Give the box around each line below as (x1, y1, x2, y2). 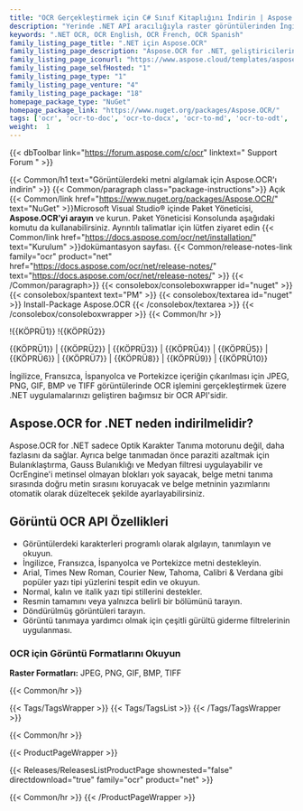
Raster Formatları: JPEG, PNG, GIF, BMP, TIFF (9, 667, 182, 678)
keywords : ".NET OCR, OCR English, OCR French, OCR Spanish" (9, 30, 244, 39)
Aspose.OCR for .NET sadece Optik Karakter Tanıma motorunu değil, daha (9, 440, 285, 451)
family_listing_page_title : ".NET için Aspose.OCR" (9, 38, 207, 48)
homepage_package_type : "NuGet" (9, 97, 131, 107)
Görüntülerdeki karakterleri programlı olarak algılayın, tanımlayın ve (22, 538, 271, 549)
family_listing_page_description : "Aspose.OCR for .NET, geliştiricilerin (9, 47, 297, 56)
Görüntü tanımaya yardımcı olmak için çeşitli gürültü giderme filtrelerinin (22, 615, 290, 626)
